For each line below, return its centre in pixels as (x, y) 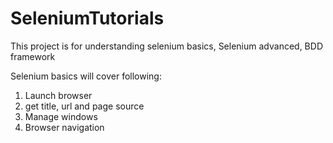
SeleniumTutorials (87, 18)
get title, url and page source (84, 106)
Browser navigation (64, 127)
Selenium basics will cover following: (86, 76)
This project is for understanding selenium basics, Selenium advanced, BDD (166, 46)
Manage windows (61, 116)
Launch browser (58, 95)
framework (33, 56)
